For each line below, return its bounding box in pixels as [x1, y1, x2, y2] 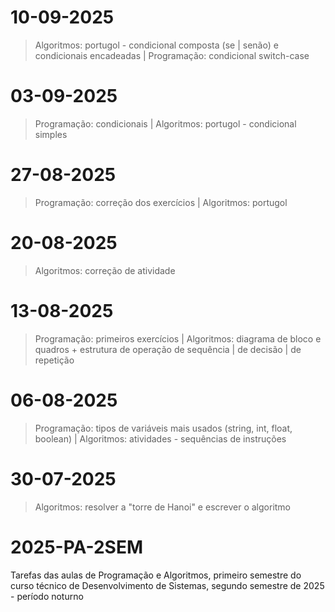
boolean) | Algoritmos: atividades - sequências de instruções [34, 432, 287, 445]
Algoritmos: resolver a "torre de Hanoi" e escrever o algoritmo [34, 501, 292, 513]
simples [34, 128, 68, 140]
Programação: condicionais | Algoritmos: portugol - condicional [34, 117, 297, 130]
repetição [34, 354, 75, 366]
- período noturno [10, 590, 84, 602]
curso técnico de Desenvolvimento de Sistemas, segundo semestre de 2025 [10, 579, 325, 591]
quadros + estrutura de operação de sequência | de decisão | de [34, 343, 302, 355]
